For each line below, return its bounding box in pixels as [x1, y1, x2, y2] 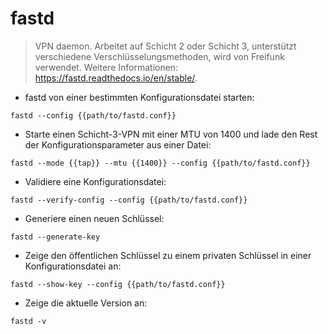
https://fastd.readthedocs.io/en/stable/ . [34, 72, 198, 84]
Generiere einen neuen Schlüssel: [24, 212, 165, 224]
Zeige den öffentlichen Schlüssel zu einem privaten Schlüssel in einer [24, 249, 312, 261]
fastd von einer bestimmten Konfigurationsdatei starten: [24, 91, 255, 103]
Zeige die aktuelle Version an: [24, 297, 148, 309]
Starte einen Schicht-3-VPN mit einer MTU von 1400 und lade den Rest [24, 128, 318, 140]
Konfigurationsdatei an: [24, 260, 122, 272]
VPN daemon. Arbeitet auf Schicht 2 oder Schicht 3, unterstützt [34, 40, 297, 52]
